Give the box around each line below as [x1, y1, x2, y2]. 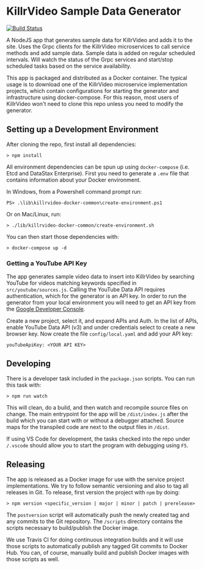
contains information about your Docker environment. [6, 176, 142, 183]
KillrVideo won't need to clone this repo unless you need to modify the [6, 100, 184, 108]
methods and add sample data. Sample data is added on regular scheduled [6, 49, 195, 56]
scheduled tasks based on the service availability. [6, 62, 132, 70]
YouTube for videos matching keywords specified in [6, 279, 137, 287]
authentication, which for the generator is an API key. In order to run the [6, 292, 187, 300]
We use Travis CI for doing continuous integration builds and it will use [6, 536, 184, 543]
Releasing [6, 460, 45, 470]
